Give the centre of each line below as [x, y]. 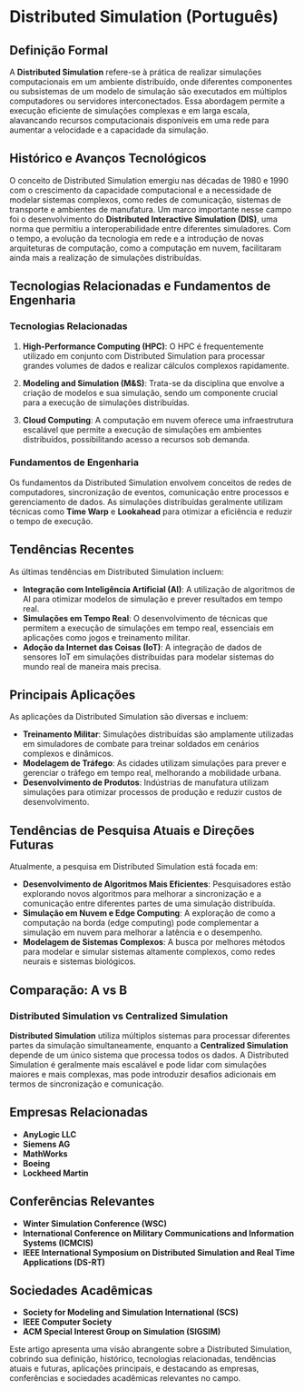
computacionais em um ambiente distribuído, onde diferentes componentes [151, 82]
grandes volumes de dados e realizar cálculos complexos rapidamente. [156, 365]
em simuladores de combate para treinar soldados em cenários [141, 744]
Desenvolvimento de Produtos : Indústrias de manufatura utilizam [146, 782]
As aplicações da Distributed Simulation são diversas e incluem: [129, 717]
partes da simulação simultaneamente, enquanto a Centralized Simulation [149, 1045]
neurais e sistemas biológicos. [79, 961]
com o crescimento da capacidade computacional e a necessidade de [141, 190]
